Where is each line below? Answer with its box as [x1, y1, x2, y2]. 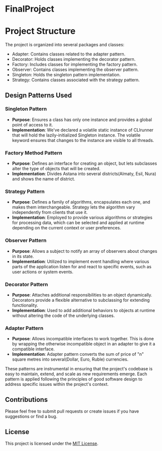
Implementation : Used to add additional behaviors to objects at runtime [12, 308, 155, 313]
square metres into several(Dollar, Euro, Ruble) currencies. [12, 356, 129, 363]
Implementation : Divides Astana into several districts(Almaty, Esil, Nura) [12, 171, 156, 177]
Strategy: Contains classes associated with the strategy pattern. [12, 77, 140, 83]
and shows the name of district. [12, 176, 75, 182]
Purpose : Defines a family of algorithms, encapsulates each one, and [12, 199, 150, 205]
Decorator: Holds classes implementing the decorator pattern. [12, 56, 136, 62]
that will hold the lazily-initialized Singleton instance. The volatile [12, 132, 141, 138]
